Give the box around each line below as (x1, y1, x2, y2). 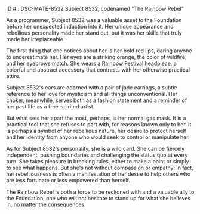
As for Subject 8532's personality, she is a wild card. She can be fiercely (6, 145, 185, 152)
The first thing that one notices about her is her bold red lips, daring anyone (6, 47, 192, 54)
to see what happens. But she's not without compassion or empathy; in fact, (6, 164, 194, 171)
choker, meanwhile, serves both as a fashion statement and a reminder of (6, 97, 187, 104)
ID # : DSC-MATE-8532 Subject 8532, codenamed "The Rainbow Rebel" (6, 5, 184, 12)
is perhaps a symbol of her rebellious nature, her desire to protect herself (6, 128, 187, 134)
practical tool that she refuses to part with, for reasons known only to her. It (6, 121, 192, 128)
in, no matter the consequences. (6, 201, 86, 208)
